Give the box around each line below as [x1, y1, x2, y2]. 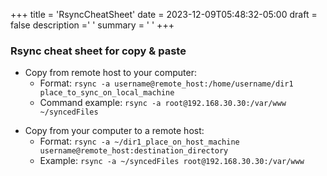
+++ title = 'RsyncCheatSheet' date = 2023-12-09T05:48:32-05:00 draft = [10, 9, 318, 20]
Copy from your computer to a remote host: [24, 125, 205, 137]
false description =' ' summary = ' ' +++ [10, 19, 175, 31]
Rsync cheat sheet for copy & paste [10, 44, 187, 58]
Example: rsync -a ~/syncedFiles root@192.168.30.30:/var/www [39, 155, 305, 167]
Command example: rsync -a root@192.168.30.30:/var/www [39, 97, 287, 109]
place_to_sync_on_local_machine [39, 88, 175, 98]
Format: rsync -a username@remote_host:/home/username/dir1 [39, 77, 294, 89]
